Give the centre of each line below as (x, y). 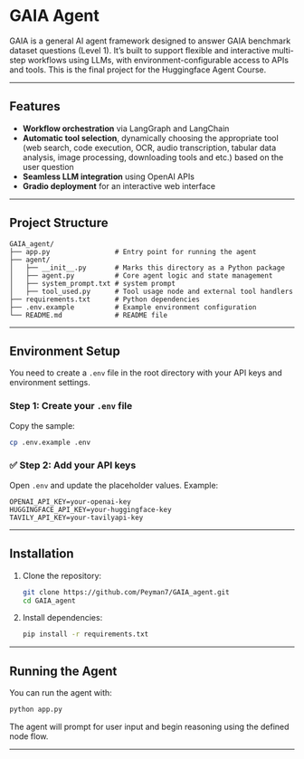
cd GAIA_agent (49, 601)
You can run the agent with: (61, 693)
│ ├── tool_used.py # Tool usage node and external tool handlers (152, 291)
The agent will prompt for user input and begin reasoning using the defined (149, 726)
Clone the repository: (62, 575)
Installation (42, 554)
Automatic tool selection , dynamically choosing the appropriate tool (150, 138)
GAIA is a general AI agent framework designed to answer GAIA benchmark (150, 41)
